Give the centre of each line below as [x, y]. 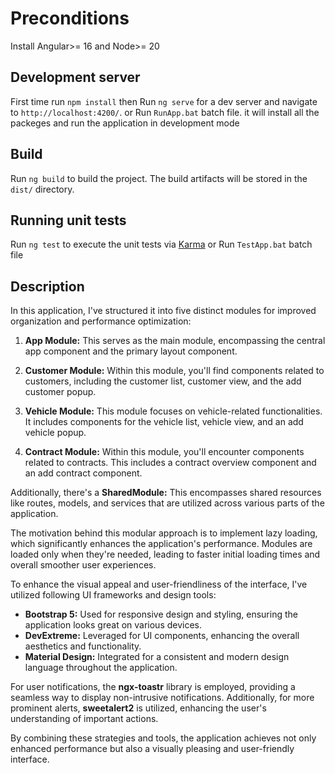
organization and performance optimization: [101, 321]
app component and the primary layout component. [131, 351]
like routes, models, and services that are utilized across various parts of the [167, 503]
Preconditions [70, 18]
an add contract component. [83, 473]
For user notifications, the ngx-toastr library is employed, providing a [153, 687]
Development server [75, 77]
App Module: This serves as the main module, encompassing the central [175, 341]
